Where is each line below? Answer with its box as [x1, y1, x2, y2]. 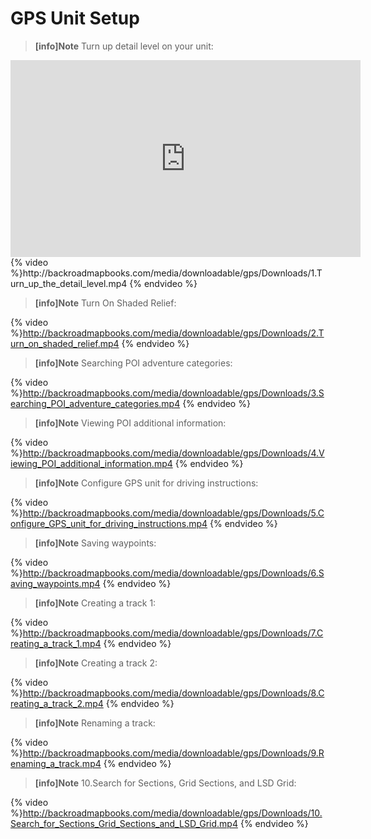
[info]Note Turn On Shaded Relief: [34, 297, 177, 309]
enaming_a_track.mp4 [10, 757, 102, 769]
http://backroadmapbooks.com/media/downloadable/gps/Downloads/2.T [22, 327, 325, 339]
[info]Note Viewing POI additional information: [34, 417, 227, 429]
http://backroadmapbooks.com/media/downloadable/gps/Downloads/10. [22, 807, 323, 819]
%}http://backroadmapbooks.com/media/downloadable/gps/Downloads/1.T [10, 267, 323, 279]
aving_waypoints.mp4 [10, 577, 101, 589]
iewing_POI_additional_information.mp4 [10, 457, 173, 469]
